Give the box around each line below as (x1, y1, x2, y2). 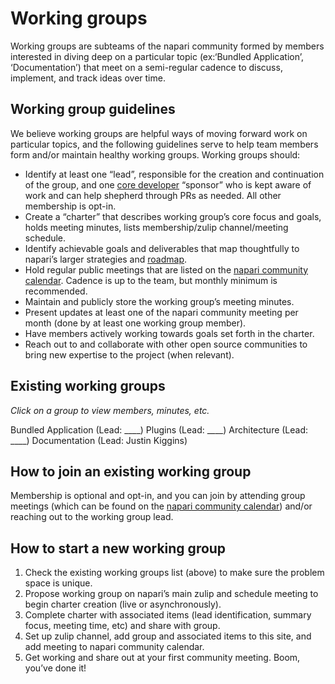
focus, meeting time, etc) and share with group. (24, 620, 221, 632)
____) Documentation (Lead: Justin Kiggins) (10, 434, 188, 446)
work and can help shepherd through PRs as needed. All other (24, 189, 282, 201)
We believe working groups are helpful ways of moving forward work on (10, 127, 308, 139)
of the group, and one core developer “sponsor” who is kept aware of (24, 178, 312, 191)
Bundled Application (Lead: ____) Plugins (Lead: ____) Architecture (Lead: (10, 423, 309, 436)
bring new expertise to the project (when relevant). (24, 348, 235, 361)
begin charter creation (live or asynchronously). (24, 598, 222, 611)
